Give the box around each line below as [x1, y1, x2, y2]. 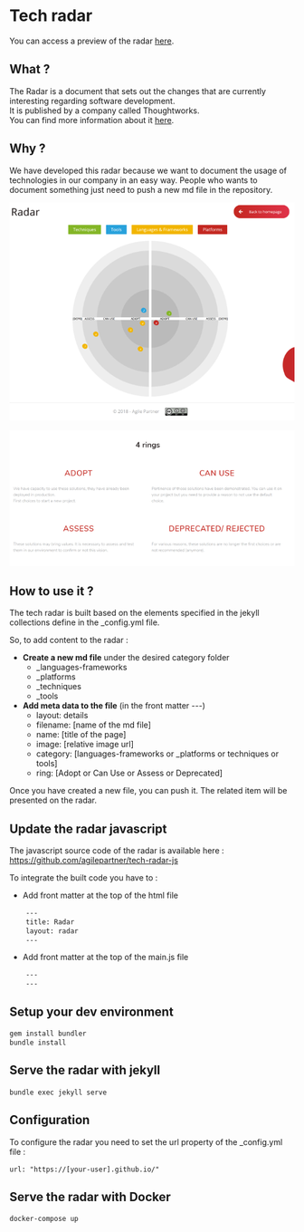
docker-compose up [9, 1215, 79, 1224]
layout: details [35, 710, 89, 721]
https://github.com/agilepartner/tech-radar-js [9, 855, 179, 866]
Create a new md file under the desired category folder [22, 652, 230, 663]
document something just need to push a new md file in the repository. [9, 184, 273, 195]
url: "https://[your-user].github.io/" [9, 1165, 160, 1174]
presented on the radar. [9, 794, 98, 806]
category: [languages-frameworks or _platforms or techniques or [35, 748, 279, 759]
